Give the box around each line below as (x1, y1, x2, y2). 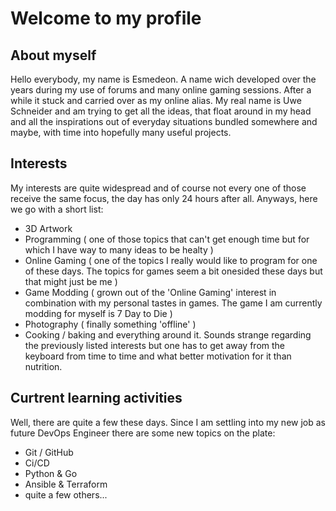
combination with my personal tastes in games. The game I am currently (24, 297, 323, 309)
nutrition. (24, 360, 63, 372)
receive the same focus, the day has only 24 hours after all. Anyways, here (10, 192, 318, 204)
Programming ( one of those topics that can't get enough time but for (24, 233, 310, 245)
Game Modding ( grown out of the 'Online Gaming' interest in (24, 286, 277, 298)
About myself (10, 47, 97, 64)
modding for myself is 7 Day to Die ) (24, 307, 173, 319)
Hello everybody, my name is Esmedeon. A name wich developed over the (10, 73, 317, 85)
